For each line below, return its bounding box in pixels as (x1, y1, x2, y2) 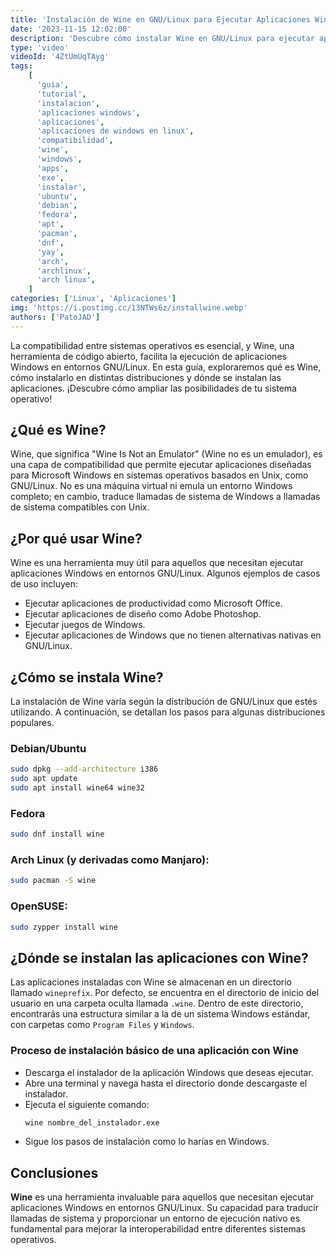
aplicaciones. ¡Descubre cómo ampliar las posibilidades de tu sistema (10, 382, 297, 394)
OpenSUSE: (10, 899, 68, 913)
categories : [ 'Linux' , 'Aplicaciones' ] (10, 294, 177, 304)
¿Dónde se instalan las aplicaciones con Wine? (10, 949, 309, 966)
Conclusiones (10, 1164, 99, 1181)
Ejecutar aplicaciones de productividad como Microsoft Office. (24, 597, 283, 610)
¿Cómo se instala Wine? (10, 669, 164, 686)
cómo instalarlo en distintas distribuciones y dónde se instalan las (10, 371, 282, 383)
